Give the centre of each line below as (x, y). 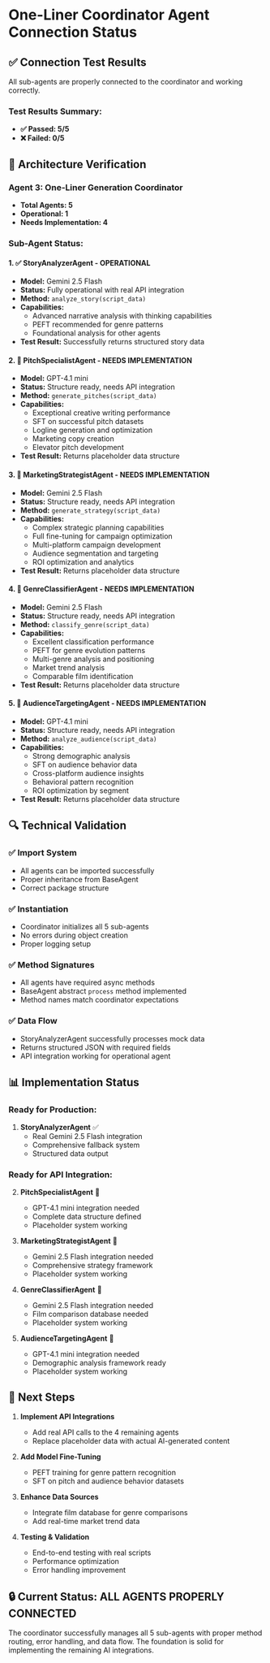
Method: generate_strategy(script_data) (90, 510)
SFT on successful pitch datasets (88, 422)
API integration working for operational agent (95, 1056)
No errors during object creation (74, 935)
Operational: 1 (44, 214)
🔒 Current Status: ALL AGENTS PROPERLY (116, 1597)
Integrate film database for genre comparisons (110, 1513)
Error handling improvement (79, 1570)
